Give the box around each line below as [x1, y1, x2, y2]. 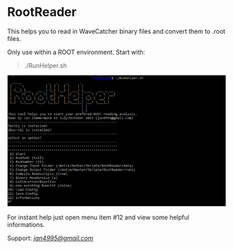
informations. [7, 221, 45, 229]
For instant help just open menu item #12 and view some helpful [7, 213, 189, 222]
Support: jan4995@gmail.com [7, 234, 94, 243]
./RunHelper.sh [24, 61, 67, 69]
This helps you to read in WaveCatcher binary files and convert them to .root [7, 27, 225, 35]
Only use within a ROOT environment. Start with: [7, 48, 146, 56]
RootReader [7, 4, 77, 20]
